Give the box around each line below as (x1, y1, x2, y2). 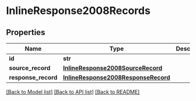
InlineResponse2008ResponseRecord (63, 74, 170, 81)
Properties (6, 27, 45, 37)
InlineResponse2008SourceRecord (63, 64, 162, 72)
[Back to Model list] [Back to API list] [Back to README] (6, 89, 140, 95)
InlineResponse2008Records (6, 4, 150, 18)
